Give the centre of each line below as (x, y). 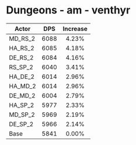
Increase (75, 29)
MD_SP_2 (22, 115)
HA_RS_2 (22, 48)
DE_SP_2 (21, 124)
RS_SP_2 (21, 67)
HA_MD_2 (22, 86)
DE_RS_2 (21, 57)
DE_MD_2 (22, 95)
